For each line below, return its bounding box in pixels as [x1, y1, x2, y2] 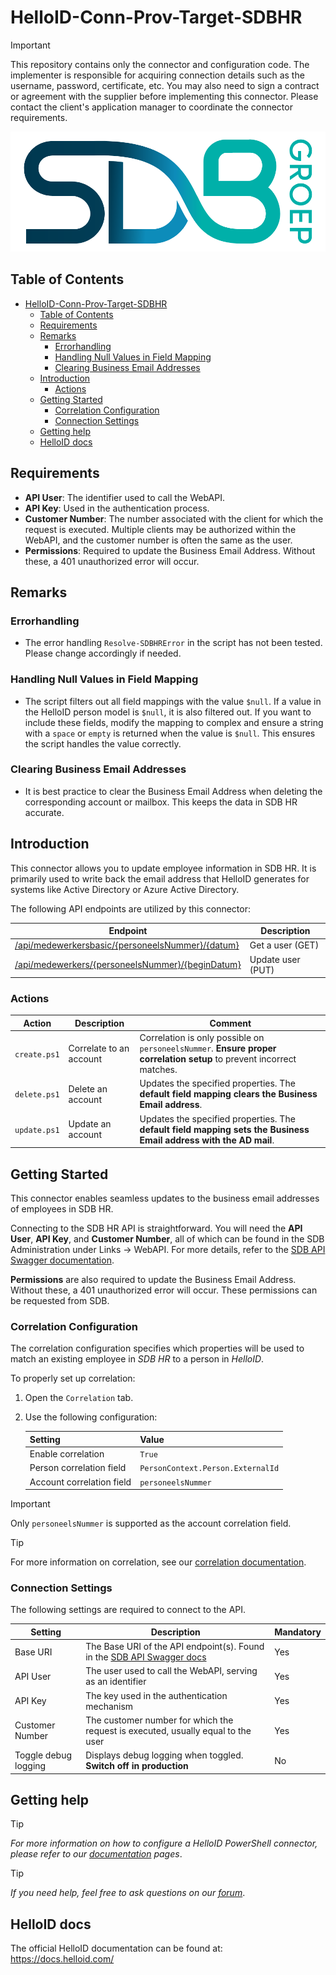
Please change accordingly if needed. [24, 647, 182, 660]
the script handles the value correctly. [24, 737, 182, 750]
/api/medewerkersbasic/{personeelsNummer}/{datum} [14, 939, 240, 951]
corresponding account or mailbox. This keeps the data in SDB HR [24, 796, 298, 808]
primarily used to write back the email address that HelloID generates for [10, 872, 310, 885]
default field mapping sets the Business [139, 1123, 310, 1135]
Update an [68, 1118, 112, 1130]
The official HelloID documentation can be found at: [10, 1942, 223, 1955]
